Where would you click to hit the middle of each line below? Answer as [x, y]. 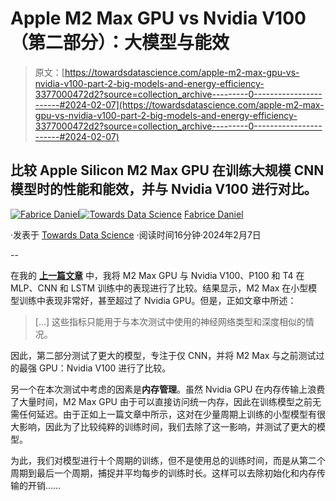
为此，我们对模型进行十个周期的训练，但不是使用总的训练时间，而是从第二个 [168, 460]
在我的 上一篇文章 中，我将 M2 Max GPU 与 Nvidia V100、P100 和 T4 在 [157, 275]
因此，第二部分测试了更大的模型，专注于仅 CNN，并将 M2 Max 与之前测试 [163, 355]
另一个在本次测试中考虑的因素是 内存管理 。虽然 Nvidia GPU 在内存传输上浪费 [168, 389]
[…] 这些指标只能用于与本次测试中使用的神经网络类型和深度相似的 [170, 321]
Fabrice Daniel [214, 214]
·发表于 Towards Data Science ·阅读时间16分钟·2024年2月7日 [136, 234]
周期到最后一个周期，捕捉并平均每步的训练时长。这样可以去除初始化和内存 [163, 473]
